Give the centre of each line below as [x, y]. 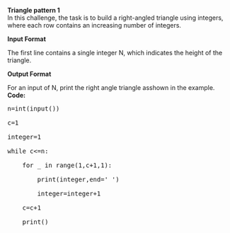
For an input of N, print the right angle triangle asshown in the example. [111, 87]
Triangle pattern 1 [34, 10]
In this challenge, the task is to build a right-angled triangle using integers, [115, 18]
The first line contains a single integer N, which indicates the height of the [115, 53]
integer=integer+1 [69, 194]
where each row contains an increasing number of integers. [94, 25]
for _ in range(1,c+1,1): [67, 165]
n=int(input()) [34, 109]
